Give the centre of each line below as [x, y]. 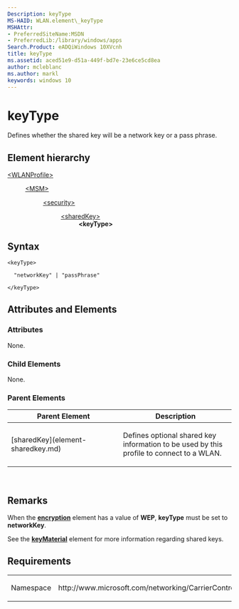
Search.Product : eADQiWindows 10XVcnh [65, 47]
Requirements [39, 562]
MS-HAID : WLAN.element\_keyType [55, 21]
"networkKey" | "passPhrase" [57, 275]
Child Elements [34, 364]
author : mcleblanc [34, 67]
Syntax [23, 246]
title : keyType [30, 54]
